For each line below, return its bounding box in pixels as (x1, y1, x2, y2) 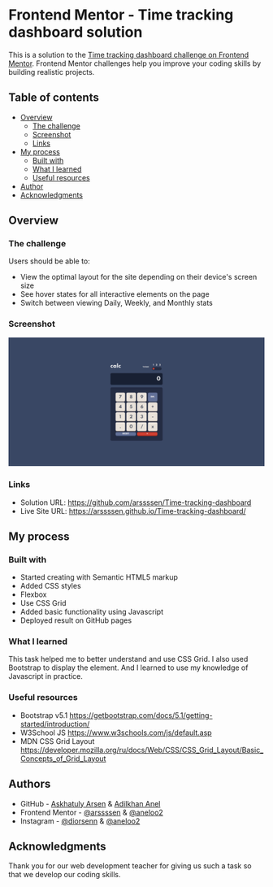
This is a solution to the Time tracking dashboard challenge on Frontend (8, 50, 249, 59)
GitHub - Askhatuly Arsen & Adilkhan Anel (19, 798, 161, 808)
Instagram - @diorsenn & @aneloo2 (19, 815, 141, 826)
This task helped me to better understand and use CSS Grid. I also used (8, 654, 249, 664)
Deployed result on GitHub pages (19, 615, 132, 625)
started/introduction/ (19, 719, 90, 728)
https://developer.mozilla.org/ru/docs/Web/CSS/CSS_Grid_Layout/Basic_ (19, 745, 264, 754)
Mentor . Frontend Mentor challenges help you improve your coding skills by (8, 59, 262, 68)
